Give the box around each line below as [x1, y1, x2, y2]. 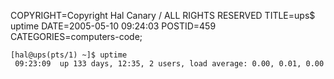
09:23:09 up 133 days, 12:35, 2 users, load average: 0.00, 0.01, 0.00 [14, 59, 325, 69]
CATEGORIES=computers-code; [10, 31, 143, 42]
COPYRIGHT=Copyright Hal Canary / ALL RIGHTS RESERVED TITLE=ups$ [10, 10, 316, 21]
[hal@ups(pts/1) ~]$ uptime [10, 50, 128, 60]
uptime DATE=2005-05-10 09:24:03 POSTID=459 [10, 20, 217, 32]
